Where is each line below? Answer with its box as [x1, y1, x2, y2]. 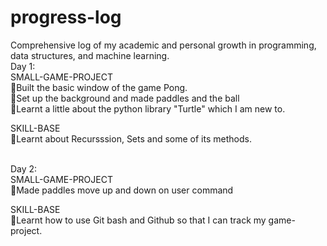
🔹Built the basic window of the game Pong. [10, 81, 188, 93]
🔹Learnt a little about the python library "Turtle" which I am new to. [10, 102, 286, 115]
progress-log [10, 6, 122, 29]
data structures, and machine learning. [10, 49, 170, 61]
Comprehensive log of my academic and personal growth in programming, [10, 39, 317, 51]
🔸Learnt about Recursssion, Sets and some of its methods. [10, 132, 252, 145]
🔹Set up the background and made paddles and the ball [10, 92, 240, 104]
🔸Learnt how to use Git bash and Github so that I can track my [10, 214, 267, 226]
